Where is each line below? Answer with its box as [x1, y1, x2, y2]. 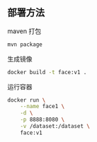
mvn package [7, 41, 42, 48]
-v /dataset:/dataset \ [20, 123, 91, 130]
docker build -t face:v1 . [7, 69, 87, 76]
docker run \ [7, 96, 46, 104]
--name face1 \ [20, 103, 65, 110]
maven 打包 [7, 27, 41, 35]
